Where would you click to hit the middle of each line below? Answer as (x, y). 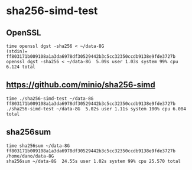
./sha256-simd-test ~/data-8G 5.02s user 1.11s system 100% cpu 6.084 (96, 109)
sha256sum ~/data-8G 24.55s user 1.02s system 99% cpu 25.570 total (94, 161)
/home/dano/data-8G (30, 156)
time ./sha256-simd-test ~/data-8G (50, 99)
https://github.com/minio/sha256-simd (81, 85)
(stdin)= (17, 51)
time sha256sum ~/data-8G (38, 146)
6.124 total (21, 67)
